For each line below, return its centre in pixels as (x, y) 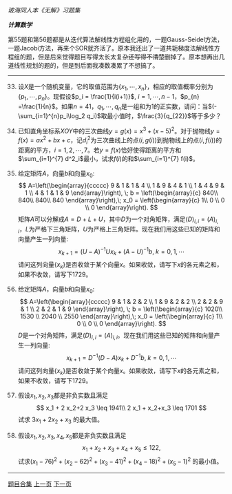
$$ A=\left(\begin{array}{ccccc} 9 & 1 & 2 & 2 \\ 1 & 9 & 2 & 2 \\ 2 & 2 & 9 (121, 301)
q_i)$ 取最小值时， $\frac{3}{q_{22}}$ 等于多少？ (154, 116)
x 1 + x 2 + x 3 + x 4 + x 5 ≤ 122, (122, 449)
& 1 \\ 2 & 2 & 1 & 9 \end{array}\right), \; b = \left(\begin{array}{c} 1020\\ (122, 309)
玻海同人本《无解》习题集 (44, 10)
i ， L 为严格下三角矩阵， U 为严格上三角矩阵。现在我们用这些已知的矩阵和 (119, 230)
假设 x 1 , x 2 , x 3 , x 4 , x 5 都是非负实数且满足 (72, 436)
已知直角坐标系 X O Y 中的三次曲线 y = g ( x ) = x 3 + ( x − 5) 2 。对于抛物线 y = (119, 131)
